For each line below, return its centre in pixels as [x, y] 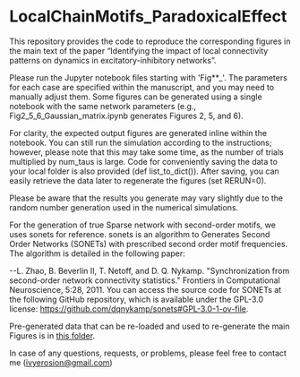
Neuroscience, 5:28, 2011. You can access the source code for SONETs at [146, 289]
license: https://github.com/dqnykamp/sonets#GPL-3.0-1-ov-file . [129, 308]
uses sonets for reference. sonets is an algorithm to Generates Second [140, 234]
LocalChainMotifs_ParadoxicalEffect [148, 17]
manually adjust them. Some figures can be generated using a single [136, 97]
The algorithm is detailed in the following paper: [97, 253]
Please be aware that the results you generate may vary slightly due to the [146, 198]
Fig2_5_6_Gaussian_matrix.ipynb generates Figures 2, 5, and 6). [126, 116]
